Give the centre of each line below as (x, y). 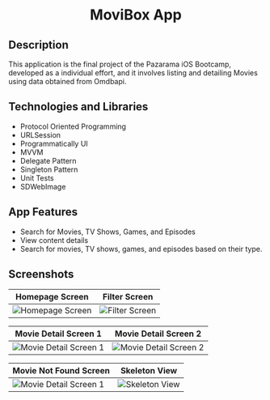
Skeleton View (149, 371)
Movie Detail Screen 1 (59, 334)
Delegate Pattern (48, 160)
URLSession (40, 134)
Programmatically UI (54, 143)
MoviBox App (136, 15)
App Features (43, 212)
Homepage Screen (52, 297)
